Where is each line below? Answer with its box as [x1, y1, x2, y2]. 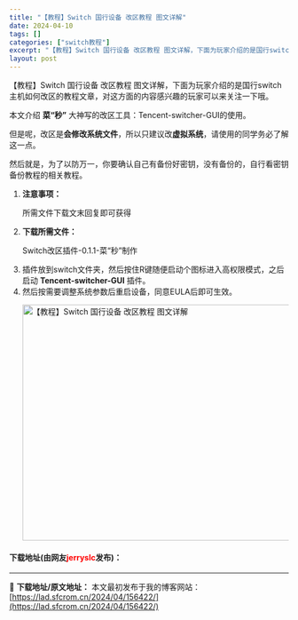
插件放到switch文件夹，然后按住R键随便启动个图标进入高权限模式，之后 [21, 264, 285, 274]
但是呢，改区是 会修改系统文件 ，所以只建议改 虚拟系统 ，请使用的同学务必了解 [9, 129, 289, 139]
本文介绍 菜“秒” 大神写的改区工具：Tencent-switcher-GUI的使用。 [9, 110, 251, 120]
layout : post [9, 54, 58, 63]
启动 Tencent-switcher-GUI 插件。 [21, 275, 151, 285]
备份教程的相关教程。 [9, 170, 87, 180]
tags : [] [9, 29, 42, 38]
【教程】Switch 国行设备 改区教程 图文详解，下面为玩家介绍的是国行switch [9, 80, 282, 90]
